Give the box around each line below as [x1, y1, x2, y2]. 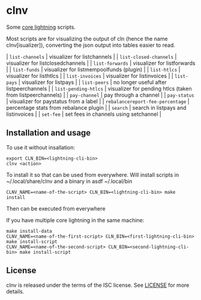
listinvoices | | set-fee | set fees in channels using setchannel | [6, 110, 162, 118]
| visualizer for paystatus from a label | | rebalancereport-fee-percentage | [6, 97, 190, 105]
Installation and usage [6, 128, 91, 138]
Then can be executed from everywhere [6, 205, 106, 212]
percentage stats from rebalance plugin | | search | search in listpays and [6, 104, 187, 111]
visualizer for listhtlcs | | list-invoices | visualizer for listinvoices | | [6, 72, 174, 79]
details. [6, 287, 25, 295]
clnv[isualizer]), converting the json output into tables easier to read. [6, 41, 175, 49]
